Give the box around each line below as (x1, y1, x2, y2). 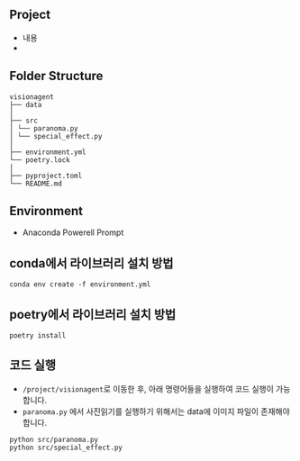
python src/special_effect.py (9, 443, 123, 452)
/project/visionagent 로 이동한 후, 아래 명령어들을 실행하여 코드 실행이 (22, 383, 275, 394)
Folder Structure (9, 68, 104, 84)
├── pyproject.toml (9, 171, 83, 180)
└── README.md (9, 179, 63, 188)
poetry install (9, 331, 67, 340)
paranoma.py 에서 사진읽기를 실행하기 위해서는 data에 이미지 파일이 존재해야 (22, 405, 290, 417)
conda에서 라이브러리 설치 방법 (9, 256, 174, 271)
